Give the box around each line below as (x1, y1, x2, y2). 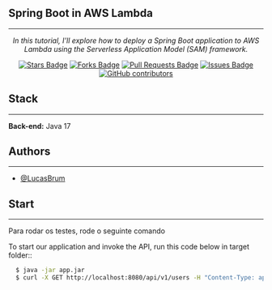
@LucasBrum (19, 173, 66, 183)
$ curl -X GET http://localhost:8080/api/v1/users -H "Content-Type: (15, 274, 255, 282)
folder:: (8, 250, 32, 260)
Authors (8, 145, 51, 159)
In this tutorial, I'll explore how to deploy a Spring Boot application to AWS (12, 36, 260, 45)
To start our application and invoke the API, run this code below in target (8, 242, 249, 252)
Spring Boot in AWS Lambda (8, 6, 154, 20)
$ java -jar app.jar (15, 267, 85, 275)
